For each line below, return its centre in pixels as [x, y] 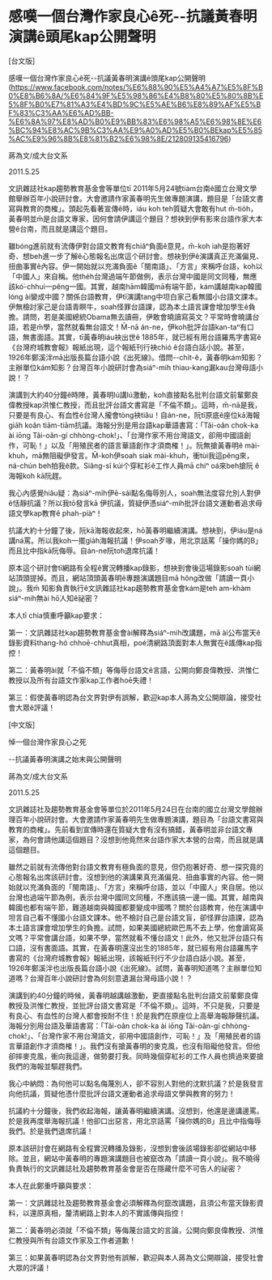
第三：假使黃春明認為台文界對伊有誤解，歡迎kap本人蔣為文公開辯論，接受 [132, 697]
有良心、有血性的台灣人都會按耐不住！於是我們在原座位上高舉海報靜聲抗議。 [136, 1015]
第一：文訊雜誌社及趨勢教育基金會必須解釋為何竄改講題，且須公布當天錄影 [132, 1202]
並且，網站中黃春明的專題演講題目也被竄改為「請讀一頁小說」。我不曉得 [141, 1158]
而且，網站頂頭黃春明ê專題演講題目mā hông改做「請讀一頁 [149, 578]
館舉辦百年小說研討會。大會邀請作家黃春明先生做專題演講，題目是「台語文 [132, 198]
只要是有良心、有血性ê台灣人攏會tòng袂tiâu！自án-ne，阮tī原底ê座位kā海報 [134, 415]
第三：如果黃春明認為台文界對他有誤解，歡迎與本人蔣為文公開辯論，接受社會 [136, 1257]
